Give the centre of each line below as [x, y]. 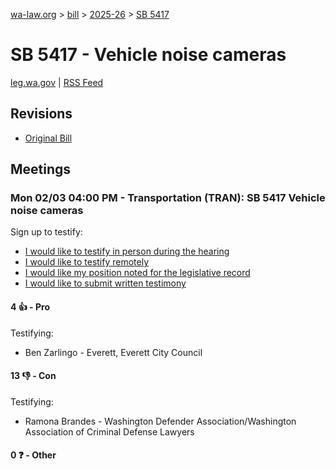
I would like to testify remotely [87, 262]
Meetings [41, 169]
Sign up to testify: [46, 232]
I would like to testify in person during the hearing [127, 251]
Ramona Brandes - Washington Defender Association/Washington [160, 421]
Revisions [41, 114]
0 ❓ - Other [33, 455]
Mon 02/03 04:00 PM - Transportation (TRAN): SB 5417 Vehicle [168, 198]
